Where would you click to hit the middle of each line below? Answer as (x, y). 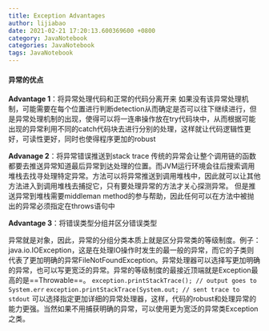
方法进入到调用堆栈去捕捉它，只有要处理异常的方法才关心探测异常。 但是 (128, 186)
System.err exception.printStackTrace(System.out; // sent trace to (124, 290)
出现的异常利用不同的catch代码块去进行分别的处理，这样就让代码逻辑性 (126, 129)
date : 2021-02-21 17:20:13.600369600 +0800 (82, 30)
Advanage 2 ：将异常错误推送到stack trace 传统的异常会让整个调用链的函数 (132, 156)
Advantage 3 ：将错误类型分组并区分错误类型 (83, 223)
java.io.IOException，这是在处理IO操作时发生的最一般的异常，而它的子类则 (131, 250)
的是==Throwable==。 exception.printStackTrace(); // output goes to (136, 281)
